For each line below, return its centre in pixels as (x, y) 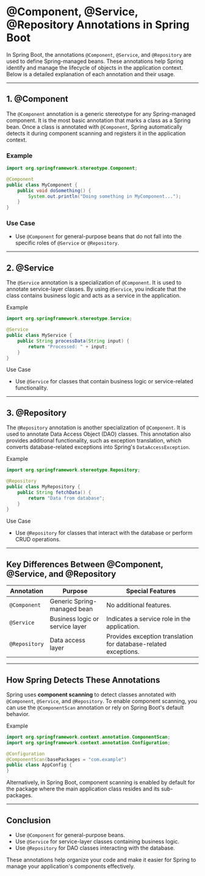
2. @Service (30, 268)
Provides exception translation (150, 637)
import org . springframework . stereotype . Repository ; (73, 470)
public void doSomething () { (54, 190)
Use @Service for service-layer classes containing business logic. (97, 842)
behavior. (18, 714)
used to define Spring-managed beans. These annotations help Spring (95, 61)
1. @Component (37, 99)
